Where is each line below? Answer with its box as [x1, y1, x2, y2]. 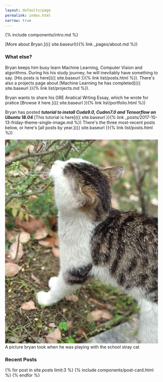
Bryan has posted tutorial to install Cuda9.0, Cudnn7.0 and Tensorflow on [5, 109, 156, 115]
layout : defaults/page [5, 8, 51, 13]
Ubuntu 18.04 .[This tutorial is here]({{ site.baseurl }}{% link [5, 114, 124, 120]
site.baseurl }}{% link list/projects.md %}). [5, 85, 90, 91]
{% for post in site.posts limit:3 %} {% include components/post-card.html [5, 367, 154, 373]
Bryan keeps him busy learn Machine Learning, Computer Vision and [5, 65, 143, 70]
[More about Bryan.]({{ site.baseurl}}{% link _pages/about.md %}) [5, 41, 138, 47]
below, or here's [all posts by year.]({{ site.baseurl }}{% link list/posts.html [5, 124, 153, 131]
